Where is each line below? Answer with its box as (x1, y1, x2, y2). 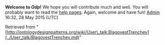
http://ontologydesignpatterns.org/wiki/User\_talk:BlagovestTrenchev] (6, 29, 149, 35)
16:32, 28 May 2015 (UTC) (5, 15, 58, 20)
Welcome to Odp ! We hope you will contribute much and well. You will (5, 4, 149, 10)
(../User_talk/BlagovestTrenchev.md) (5, 34, 80, 40)
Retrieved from (5, 24, 36, 30)
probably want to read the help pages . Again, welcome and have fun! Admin (5, 9, 160, 15)
